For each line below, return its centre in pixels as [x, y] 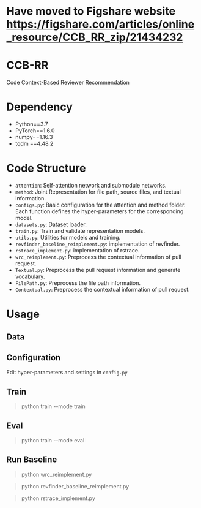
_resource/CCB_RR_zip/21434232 [95, 37]
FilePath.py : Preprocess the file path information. [78, 283]
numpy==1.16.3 [34, 137]
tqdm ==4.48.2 [34, 144]
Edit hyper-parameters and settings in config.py [67, 373]
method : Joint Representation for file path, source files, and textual [98, 192]
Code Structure [46, 168]
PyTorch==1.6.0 [35, 131]
